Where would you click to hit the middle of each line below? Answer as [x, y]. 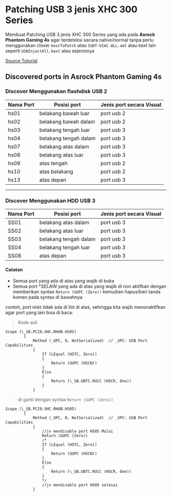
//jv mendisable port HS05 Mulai [78, 431]
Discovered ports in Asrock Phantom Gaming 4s [84, 77]
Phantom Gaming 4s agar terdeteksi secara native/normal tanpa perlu [79, 40]
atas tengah [53, 163]
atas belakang [56, 171]
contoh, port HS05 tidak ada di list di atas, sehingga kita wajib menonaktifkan [85, 307]
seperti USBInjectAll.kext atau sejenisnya [50, 51]
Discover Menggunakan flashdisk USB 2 [56, 92]
